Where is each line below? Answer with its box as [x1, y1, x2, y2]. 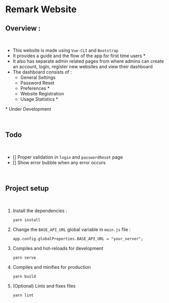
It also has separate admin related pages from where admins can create [12, 58, 164, 64]
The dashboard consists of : [12, 69, 72, 75]
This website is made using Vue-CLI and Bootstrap [12, 47, 118, 53]
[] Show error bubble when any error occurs [12, 159, 106, 165]
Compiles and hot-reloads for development [12, 245, 104, 251]
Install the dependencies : [12, 208, 67, 214]
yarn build [12, 274, 36, 279]
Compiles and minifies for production [12, 264, 91, 270]
